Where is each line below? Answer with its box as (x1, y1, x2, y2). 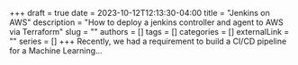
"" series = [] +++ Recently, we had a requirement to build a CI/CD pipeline (9, 36, 287, 46)
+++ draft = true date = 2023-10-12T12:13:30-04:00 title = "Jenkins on (9, 8, 270, 18)
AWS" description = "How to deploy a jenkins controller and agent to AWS (9, 17, 284, 28)
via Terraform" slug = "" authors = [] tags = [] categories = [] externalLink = (9, 27, 290, 37)
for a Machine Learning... (9, 45, 103, 56)
